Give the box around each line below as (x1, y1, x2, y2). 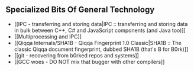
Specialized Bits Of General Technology (5, 5, 155, 15)
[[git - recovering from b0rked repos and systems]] (14, 51, 140, 59)
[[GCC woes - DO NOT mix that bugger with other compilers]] (14, 58, 165, 65)
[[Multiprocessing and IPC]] (14, 33, 82, 40)
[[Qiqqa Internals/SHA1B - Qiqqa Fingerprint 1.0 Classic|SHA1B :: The (14, 39, 182, 46)
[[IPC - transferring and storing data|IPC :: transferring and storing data (14, 20, 188, 27)
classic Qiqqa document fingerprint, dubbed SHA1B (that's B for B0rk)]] (14, 46, 189, 53)
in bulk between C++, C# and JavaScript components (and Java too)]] (14, 27, 186, 34)
